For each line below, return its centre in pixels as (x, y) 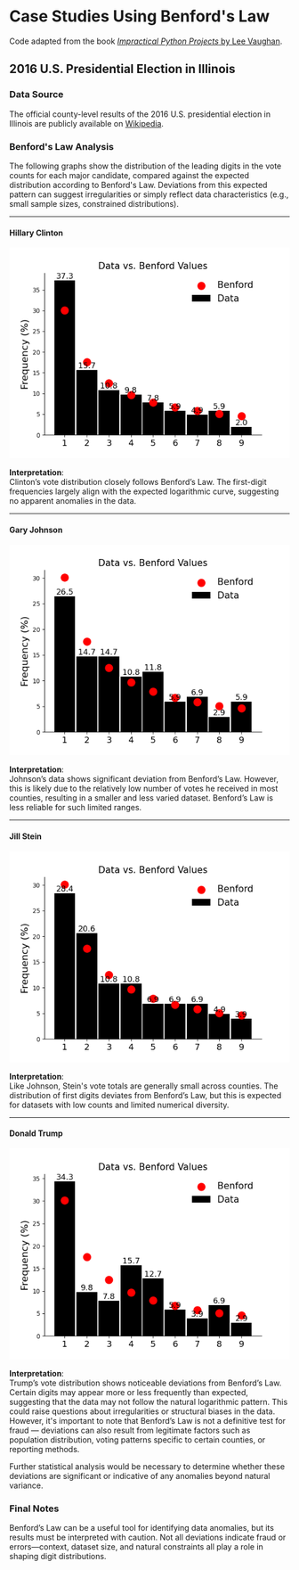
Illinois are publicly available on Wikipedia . (87, 123)
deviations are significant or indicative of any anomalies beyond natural (140, 1475)
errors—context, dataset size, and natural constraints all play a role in (137, 1547)
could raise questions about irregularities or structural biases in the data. (142, 1411)
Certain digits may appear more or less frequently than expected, (129, 1392)
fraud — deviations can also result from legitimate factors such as (130, 1430)
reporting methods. (44, 1449)
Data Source (36, 95)
